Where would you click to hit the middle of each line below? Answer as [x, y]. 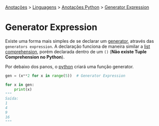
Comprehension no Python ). [35, 57]
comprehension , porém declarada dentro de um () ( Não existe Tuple [76, 51]
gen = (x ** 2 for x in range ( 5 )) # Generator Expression [65, 76]
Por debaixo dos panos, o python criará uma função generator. [70, 66]
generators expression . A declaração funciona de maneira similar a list [78, 46]
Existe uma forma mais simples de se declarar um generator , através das [79, 41]
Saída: [12, 99]
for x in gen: [20, 85]
